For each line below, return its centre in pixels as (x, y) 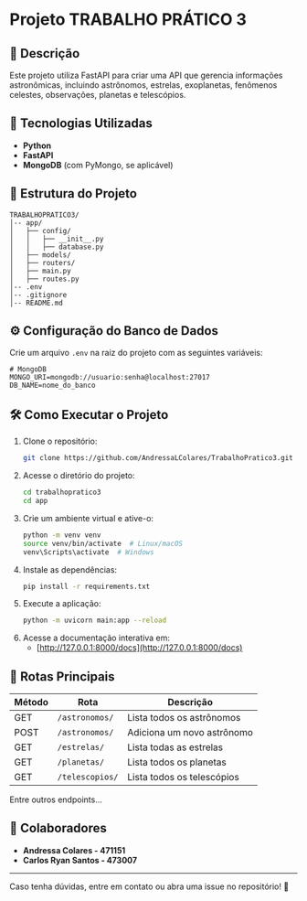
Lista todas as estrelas (175, 747)
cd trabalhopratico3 (62, 493)
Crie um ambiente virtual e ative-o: (88, 518)
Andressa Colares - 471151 (74, 850)
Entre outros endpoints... (56, 799)
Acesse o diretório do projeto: (79, 476)
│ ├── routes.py (44, 279)
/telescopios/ (88, 777)
